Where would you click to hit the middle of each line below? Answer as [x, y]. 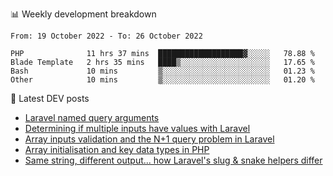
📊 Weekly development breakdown [83, 14]
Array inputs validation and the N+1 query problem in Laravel [149, 139]
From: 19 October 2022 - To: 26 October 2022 [106, 36]
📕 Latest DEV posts [50, 98]
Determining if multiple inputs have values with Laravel [137, 128]
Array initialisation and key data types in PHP [117, 149]
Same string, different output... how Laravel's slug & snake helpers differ [173, 160]
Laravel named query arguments [92, 117]
